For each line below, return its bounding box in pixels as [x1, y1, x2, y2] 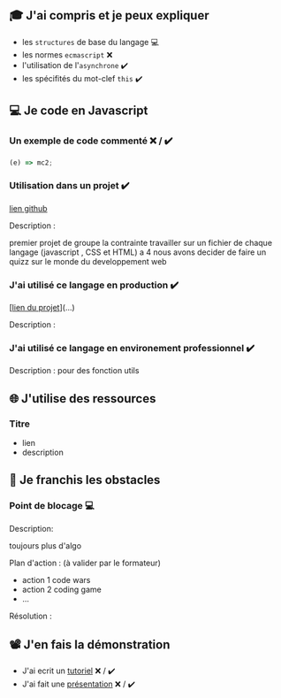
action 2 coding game [21, 584, 102, 594]
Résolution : [9, 610, 53, 621]
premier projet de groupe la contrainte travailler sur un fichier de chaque [9, 237, 272, 248]
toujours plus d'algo [9, 540, 82, 551]
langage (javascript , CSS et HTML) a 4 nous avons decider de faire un [9, 247, 267, 257]
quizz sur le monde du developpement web [9, 256, 167, 266]
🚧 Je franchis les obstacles [9, 472, 161, 487]
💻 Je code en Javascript [9, 104, 148, 119]
